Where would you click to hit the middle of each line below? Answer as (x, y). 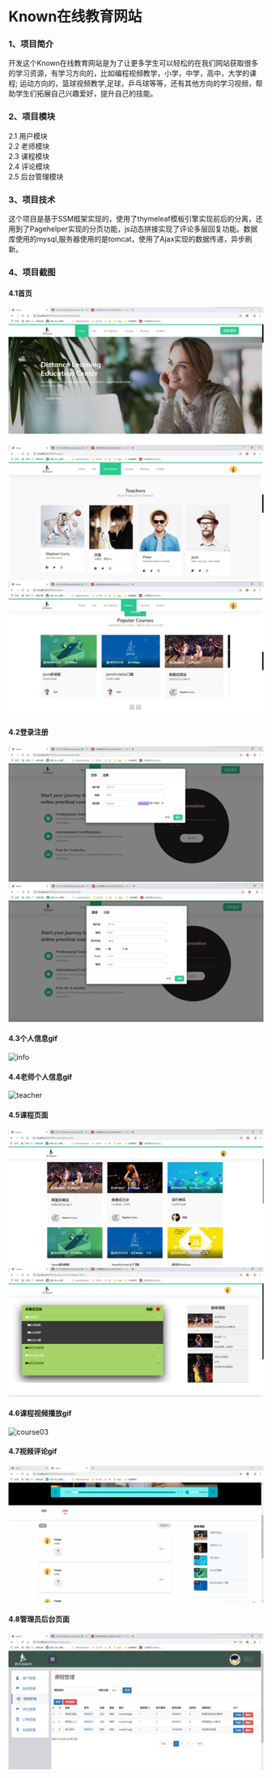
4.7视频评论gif (33, 1451)
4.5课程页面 (28, 1115)
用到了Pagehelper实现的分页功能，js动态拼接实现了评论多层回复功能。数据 (133, 229)
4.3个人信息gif (33, 1039)
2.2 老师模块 (29, 146)
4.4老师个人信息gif (40, 1077)
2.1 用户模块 (28, 136)
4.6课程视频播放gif (40, 1414)
